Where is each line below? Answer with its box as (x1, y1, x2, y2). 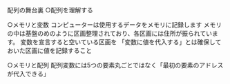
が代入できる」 (7, 70, 50, 78)
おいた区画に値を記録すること (7, 47, 92, 54)
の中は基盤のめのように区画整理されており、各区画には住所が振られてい (7, 30, 213, 37)
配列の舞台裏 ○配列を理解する (7, 6, 93, 14)
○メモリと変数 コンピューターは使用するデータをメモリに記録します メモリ (7, 21, 222, 29)
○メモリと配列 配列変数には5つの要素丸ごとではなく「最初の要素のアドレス (7, 61, 224, 69)
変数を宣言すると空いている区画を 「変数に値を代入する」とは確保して (20, 38, 222, 46)
